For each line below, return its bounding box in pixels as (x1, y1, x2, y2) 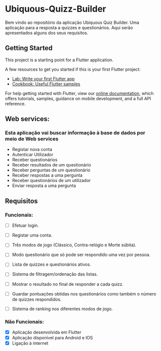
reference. (5, 101, 26, 107)
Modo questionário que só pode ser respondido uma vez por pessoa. (12, 252, 151, 258)
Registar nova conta (12, 147, 52, 152)
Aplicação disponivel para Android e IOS (12, 335, 93, 341)
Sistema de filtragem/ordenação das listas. (12, 271, 98, 277)
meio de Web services (5, 135, 59, 142)
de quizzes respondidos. (12, 296, 62, 302)
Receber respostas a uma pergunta (12, 172, 83, 178)
